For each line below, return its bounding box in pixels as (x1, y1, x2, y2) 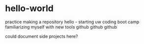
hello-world (5, 3, 54, 14)
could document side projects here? (5, 33, 78, 39)
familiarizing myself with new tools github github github (5, 24, 117, 29)
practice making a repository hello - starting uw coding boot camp (5, 19, 140, 25)
